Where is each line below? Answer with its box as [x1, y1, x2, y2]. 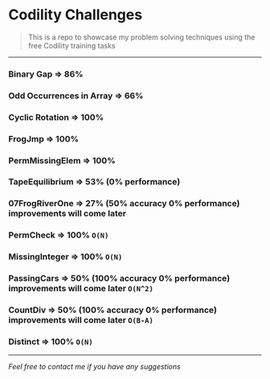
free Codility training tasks [27, 40, 116, 50]
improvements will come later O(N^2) [8, 283, 154, 295]
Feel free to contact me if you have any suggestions [8, 362, 181, 372]
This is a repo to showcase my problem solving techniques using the [27, 32, 256, 42]
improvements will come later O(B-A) [8, 315, 154, 326]
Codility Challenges [8, 6, 143, 24]
